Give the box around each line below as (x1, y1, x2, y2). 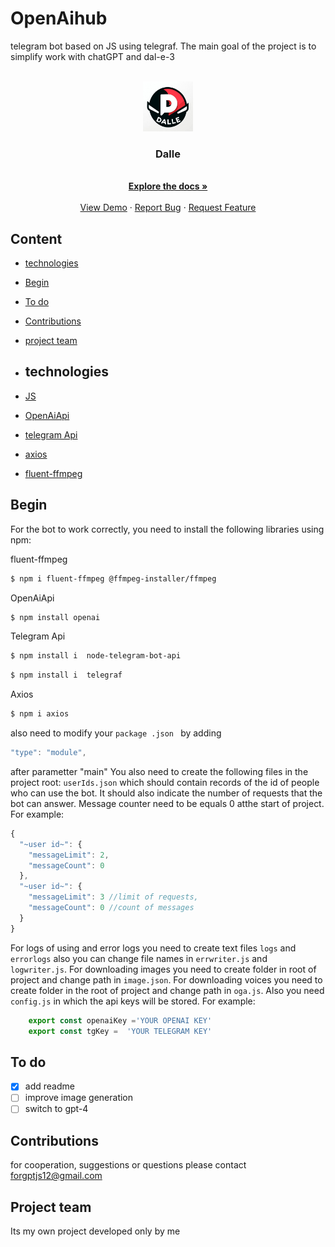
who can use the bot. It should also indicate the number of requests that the (10, 787, 323, 799)
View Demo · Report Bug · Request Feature (79, 202, 257, 214)
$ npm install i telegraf (10, 670, 123, 681)
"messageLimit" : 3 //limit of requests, (28, 892, 199, 902)
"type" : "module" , (10, 748, 87, 758)
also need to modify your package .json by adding (10, 727, 222, 739)
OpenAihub (10, 7, 108, 30)
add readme (24, 1080, 75, 1092)
